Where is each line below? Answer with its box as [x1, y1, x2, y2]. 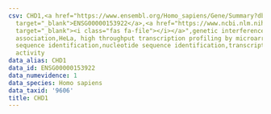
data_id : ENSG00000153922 [8, 64, 95, 72]
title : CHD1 [8, 94, 48, 102]
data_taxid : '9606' [8, 86, 74, 95]
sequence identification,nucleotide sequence [15, 42, 172, 50]
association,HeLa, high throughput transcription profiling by [15, 34, 232, 43]
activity [15, 49, 45, 57]
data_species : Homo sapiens [8, 79, 103, 87]
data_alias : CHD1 [8, 57, 67, 65]
